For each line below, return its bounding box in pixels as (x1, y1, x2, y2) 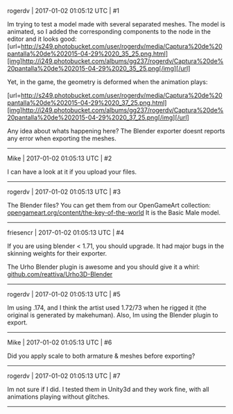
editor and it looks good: (7, 35, 77, 43)
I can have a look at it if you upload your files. (7, 167, 137, 176)
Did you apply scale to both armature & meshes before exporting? (7, 351, 196, 360)
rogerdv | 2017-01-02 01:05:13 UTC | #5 (7, 290, 121, 298)
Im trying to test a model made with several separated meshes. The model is (7, 20, 225, 28)
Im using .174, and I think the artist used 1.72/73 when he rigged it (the (7, 304, 207, 312)
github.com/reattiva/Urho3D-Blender (7, 270, 113, 278)
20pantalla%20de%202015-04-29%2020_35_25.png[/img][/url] (7, 65, 191, 72)
